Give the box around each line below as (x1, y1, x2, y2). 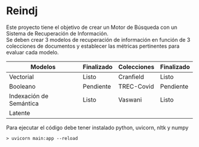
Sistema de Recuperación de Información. (6, 30, 108, 37)
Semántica (9, 99, 39, 107)
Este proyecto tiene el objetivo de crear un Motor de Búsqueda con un (6, 24, 178, 31)
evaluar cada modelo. (6, 48, 59, 55)
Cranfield (118, 73, 144, 81)
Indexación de (9, 92, 49, 100)
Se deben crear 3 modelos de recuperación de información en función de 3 (6, 36, 191, 43)
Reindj (6, 4, 38, 18)
